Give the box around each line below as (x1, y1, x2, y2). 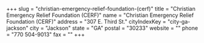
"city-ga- (167, 18, 191, 25)
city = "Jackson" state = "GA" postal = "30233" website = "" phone (29, 24, 199, 31)
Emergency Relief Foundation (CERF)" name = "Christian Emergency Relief (6, 12, 194, 19)
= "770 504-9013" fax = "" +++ (6, 31, 85, 38)
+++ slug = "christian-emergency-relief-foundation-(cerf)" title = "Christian (6, 5, 196, 12)
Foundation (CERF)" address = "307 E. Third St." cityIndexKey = (6, 18, 166, 25)
